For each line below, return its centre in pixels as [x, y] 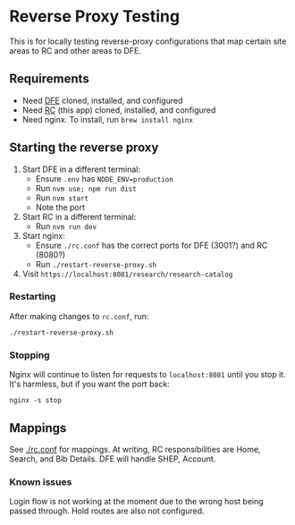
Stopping [30, 355]
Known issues [41, 482]
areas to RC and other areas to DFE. [75, 50]
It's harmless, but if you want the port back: [89, 384]
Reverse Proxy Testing [95, 17]
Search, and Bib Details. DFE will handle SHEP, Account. [113, 459]
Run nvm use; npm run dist [86, 188]
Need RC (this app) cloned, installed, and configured [119, 110]
